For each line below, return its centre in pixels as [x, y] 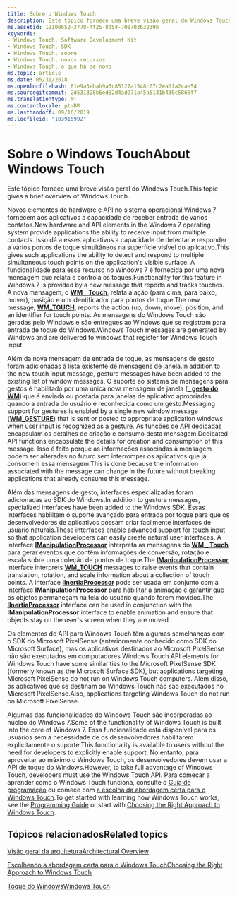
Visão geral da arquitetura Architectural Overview [78, 851]
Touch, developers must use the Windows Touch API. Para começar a [109, 775]
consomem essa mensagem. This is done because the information [103, 463]
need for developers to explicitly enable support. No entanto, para [103, 752]
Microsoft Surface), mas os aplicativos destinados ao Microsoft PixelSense [116, 648]
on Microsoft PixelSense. [43, 701]
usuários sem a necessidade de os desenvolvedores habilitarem [101, 737]
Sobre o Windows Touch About [99, 154]
